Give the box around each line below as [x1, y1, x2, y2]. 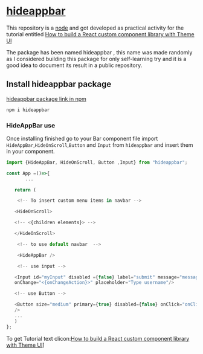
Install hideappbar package [6, 79, 112, 89]
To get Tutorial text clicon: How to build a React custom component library [6, 335, 190, 342]
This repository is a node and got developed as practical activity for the [6, 24, 184, 31]
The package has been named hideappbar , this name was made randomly [6, 48, 193, 56]
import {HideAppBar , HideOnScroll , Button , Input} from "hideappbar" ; [6, 159, 188, 166]
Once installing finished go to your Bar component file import [6, 135, 158, 142]
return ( [14, 187, 36, 193]
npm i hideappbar [6, 107, 50, 113]
